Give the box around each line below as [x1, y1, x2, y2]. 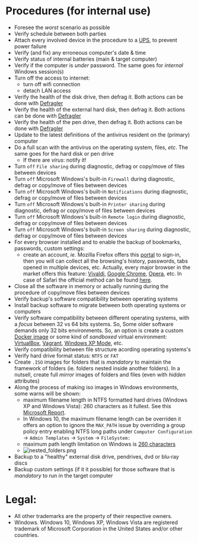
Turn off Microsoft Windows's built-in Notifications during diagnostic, [14, 188, 189, 195]
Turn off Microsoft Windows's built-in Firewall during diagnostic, [14, 175, 175, 182]
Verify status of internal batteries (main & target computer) [14, 55, 158, 62]
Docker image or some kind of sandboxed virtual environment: [14, 333, 167, 340]
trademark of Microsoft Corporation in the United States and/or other [14, 525, 183, 532]
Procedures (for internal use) [5, 4, 151, 18]
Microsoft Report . [23, 409, 66, 416]
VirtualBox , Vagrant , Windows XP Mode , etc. [14, 339, 123, 346]
